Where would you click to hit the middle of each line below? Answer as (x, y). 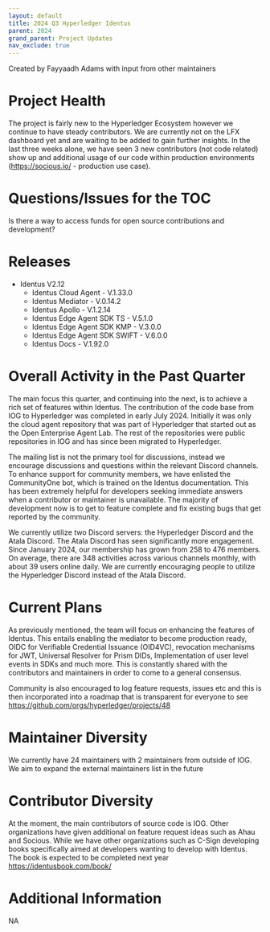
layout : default (35, 16)
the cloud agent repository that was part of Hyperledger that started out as (132, 424)
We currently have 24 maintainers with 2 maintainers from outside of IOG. (130, 760)
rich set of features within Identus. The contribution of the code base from (131, 407)
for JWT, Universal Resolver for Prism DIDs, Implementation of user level (129, 655)
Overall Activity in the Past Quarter (127, 377)
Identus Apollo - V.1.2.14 (71, 310)
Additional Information (85, 898)
